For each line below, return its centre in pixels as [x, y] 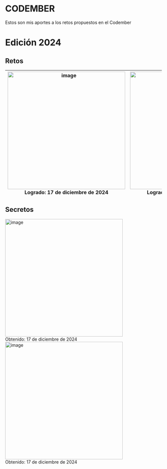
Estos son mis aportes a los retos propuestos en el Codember [68, 22]
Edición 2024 [33, 43]
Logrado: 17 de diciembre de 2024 [66, 192]
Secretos [19, 210]
